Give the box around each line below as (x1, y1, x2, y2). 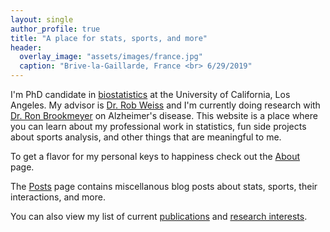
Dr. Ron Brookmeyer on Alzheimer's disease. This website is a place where (10, 110, 318, 121)
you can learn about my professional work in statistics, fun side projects (10, 121, 307, 132)
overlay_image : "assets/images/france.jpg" (19, 52, 203, 62)
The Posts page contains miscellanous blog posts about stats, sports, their (10, 181, 318, 192)
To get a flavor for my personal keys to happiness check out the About (10, 151, 300, 162)
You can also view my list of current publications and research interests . (10, 211, 308, 222)
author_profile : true (10, 24, 101, 34)
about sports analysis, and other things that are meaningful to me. (10, 131, 282, 143)
